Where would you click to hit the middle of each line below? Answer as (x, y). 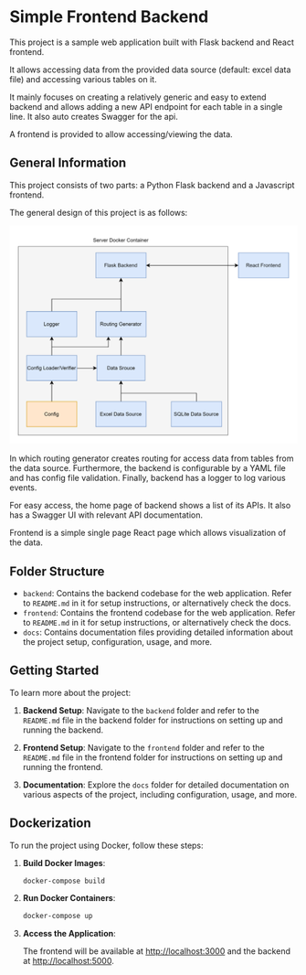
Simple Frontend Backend (109, 17)
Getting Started (54, 671)
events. (23, 487)
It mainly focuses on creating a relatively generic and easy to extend (138, 97)
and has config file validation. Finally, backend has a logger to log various (148, 478)
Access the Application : (69, 934)
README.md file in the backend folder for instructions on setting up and (153, 720)
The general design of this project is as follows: (99, 212)
